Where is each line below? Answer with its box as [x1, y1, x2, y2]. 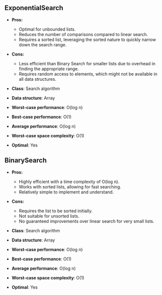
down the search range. [18, 41, 66, 48]
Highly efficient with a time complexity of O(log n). [18, 179, 120, 184]
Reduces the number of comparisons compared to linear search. [18, 31, 148, 37]
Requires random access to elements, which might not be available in [18, 71, 158, 77]
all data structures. [18, 76, 57, 82]
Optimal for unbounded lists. [18, 26, 76, 32]
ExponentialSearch [4, 4, 64, 12]
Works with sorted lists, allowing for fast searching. [18, 184, 122, 189]
